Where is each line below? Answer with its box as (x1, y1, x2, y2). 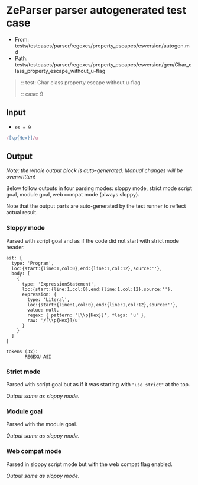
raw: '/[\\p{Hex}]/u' (27, 317, 81, 324)
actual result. (6, 209, 38, 216)
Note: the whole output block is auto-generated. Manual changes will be (6, 167, 183, 174)
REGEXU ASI (24, 354, 51, 360)
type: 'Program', (11, 260, 54, 266)
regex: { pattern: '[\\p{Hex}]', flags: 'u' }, (27, 312, 147, 318)
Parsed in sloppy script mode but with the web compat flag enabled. (6, 461, 173, 468)
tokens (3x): (6, 348, 38, 354)
